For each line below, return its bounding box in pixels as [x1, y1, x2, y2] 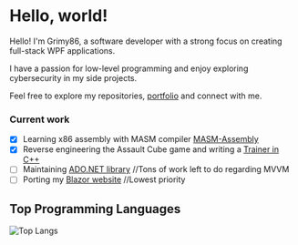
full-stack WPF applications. [9, 45, 116, 56]
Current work [9, 113, 70, 126]
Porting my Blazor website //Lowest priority [22, 174, 186, 185]
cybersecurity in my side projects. [9, 72, 138, 83]
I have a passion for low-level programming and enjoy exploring [9, 63, 249, 74]
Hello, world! [9, 5, 108, 26]
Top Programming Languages [9, 201, 181, 217]
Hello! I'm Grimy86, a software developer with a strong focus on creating [9, 36, 283, 46]
